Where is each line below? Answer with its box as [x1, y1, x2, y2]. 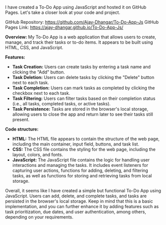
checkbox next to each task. [12, 90, 70, 96]
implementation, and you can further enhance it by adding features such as [5, 204, 159, 209]
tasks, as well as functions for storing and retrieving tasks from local [12, 173, 152, 178]
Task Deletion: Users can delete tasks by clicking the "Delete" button [12, 75, 155, 80]
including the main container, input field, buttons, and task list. [12, 141, 140, 147]
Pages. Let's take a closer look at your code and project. [5, 9, 120, 15]
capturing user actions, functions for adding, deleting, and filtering [12, 167, 149, 173]
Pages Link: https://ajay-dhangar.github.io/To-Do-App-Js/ [5, 24, 123, 30]
